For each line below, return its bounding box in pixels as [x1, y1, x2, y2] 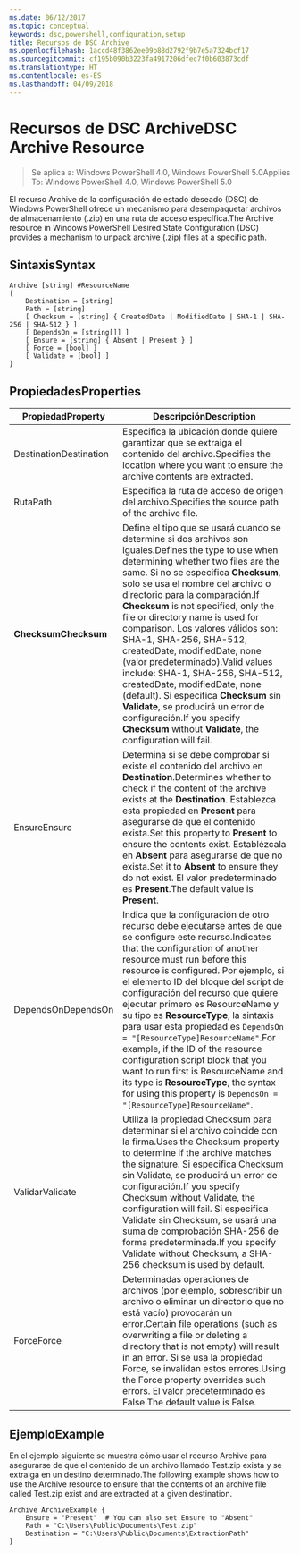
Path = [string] [25, 305, 87, 314]
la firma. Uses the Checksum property [121, 1135, 279, 1148]
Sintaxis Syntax [9, 257, 96, 273]
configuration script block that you [121, 1054, 267, 1066]
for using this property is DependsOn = [121, 1088, 279, 1100]
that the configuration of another [121, 942, 259, 955]
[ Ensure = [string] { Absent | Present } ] [25, 336, 194, 345]
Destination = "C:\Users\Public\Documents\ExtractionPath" [25, 1529, 250, 1538]
